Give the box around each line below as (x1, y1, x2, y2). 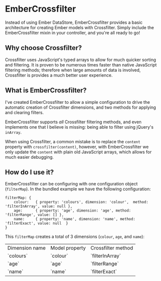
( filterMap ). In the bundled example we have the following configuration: (5, 186, 151, 192)
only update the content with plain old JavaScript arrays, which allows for (5, 149, 152, 155)
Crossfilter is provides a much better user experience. (5, 72, 113, 78)
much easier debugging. (5, 154, 54, 160)
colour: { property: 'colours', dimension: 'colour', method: (14, 200, 149, 205)
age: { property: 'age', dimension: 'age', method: (14, 208, 131, 213)
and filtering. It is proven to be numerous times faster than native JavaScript (5, 62, 157, 67)
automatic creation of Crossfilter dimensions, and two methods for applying (5, 104, 156, 110)
